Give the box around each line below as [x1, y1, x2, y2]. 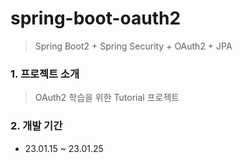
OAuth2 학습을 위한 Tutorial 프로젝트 [34, 92, 180, 104]
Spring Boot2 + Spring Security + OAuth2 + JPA [34, 40, 233, 52]
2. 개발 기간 [10, 119, 63, 133]
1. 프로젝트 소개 [10, 67, 80, 81]
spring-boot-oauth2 [10, 7, 182, 30]
